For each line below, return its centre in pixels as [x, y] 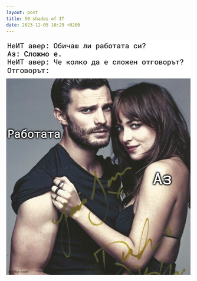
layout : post [22, 12]
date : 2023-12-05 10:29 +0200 [43, 25]
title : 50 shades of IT [35, 19]
